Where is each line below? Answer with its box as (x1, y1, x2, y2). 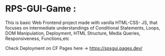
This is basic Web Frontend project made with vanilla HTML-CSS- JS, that (5, 19, 158, 25)
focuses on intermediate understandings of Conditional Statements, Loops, (5, 24, 160, 30)
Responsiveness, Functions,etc (5, 35, 70, 41)
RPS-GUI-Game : (5, 3, 76, 14)
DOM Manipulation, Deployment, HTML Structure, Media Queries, (5, 30, 140, 36)
